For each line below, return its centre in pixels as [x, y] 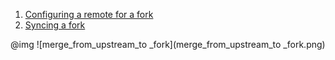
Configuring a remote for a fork [89, 14]
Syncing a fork [55, 25]
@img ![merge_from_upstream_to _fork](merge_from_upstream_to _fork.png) [168, 44]
